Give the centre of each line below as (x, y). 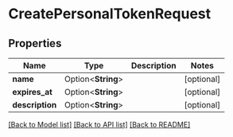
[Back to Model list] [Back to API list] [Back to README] (99, 125)
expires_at (33, 92)
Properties (35, 43)
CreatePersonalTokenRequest (110, 14)
